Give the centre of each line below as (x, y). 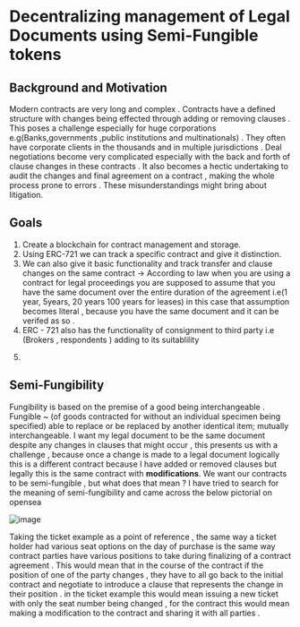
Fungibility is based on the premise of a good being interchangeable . (137, 407)
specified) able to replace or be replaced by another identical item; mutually (149, 425)
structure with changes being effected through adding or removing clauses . (150, 119)
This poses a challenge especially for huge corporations (113, 128)
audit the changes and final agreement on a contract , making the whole (142, 176)
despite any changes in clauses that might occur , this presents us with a (144, 444)
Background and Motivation (88, 87)
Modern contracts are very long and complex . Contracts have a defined (142, 109)
